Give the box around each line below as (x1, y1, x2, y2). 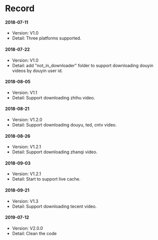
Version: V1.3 (12, 198, 39, 204)
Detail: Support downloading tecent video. (12, 203, 97, 209)
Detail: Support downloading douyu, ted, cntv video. (12, 122, 117, 128)
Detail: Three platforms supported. (12, 35, 82, 41)
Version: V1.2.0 (12, 117, 43, 122)
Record (5, 3, 35, 14)
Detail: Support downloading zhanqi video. (12, 149, 98, 155)
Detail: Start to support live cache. (12, 176, 81, 182)
